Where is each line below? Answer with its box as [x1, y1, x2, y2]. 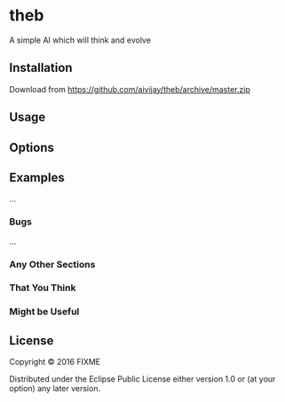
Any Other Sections [9, 258, 96, 271]
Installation [9, 60, 73, 75]
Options [9, 139, 55, 155]
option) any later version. [9, 383, 100, 394]
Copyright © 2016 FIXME [9, 357, 101, 367]
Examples [9, 169, 65, 185]
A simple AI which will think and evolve [9, 35, 151, 45]
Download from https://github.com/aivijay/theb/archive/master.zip [9, 83, 250, 94]
